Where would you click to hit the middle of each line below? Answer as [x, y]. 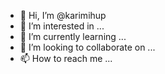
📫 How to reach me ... [66, 58]
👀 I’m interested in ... [62, 26]
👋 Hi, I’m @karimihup [63, 15]
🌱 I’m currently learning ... [73, 36]
